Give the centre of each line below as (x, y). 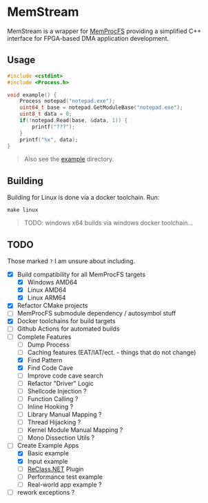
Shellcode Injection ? (57, 391)
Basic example (48, 453)
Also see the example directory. (69, 159)
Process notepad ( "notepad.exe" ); (67, 101)
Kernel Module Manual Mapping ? (75, 430)
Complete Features (44, 337)
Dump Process (49, 345)
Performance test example (65, 477)
